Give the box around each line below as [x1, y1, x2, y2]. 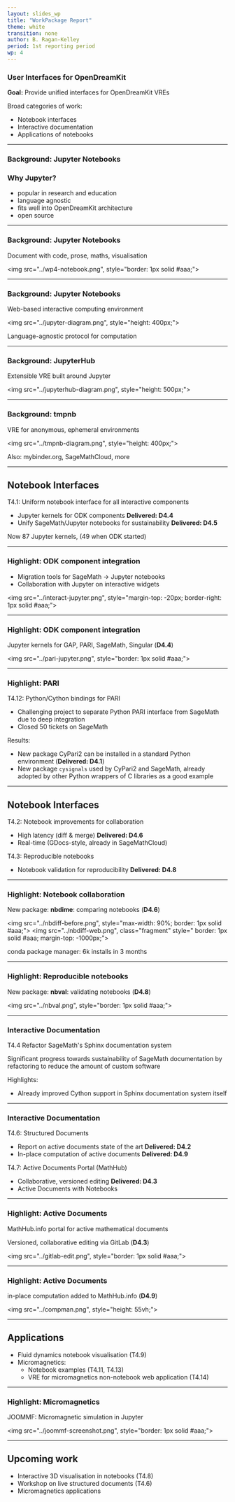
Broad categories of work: [7, 102, 83, 111]
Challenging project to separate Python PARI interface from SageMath [17, 708, 219, 716]
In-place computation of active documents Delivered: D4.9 [17, 1150, 189, 1158]
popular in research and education [17, 189, 117, 197]
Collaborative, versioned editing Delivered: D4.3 [17, 1177, 157, 1186]
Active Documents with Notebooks [17, 1184, 117, 1193]
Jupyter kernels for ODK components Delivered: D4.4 [17, 512, 173, 520]
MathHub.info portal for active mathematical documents [7, 1224, 169, 1233]
